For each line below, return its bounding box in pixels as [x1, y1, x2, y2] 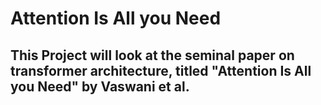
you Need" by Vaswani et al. [10, 78, 190, 95]
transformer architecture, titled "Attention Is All [10, 62, 312, 79]
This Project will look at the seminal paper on [10, 47, 295, 64]
